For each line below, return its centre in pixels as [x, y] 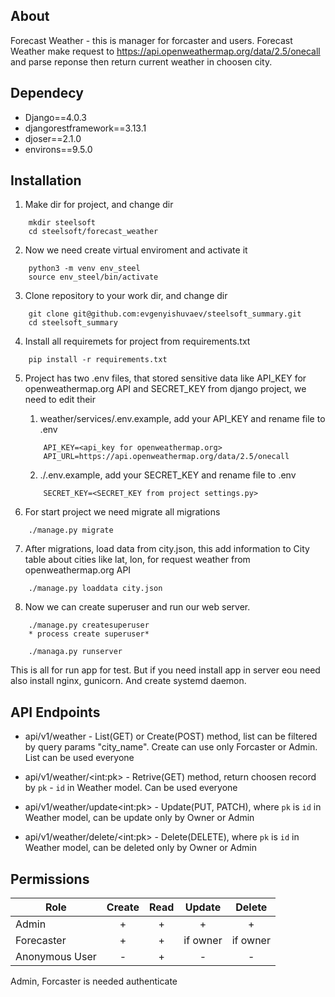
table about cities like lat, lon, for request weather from [137, 560]
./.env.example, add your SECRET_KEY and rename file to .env [168, 475]
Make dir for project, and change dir [99, 205]
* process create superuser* [89, 634]
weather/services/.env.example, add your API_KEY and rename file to [182, 419]
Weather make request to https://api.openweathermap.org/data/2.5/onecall [165, 51]
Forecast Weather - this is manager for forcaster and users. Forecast [151, 40]
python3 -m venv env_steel [84, 269]
